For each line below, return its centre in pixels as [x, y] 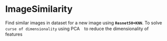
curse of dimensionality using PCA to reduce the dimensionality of [77, 29]
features [14, 34]
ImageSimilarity [39, 9]
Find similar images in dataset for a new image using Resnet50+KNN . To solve [84, 23]
